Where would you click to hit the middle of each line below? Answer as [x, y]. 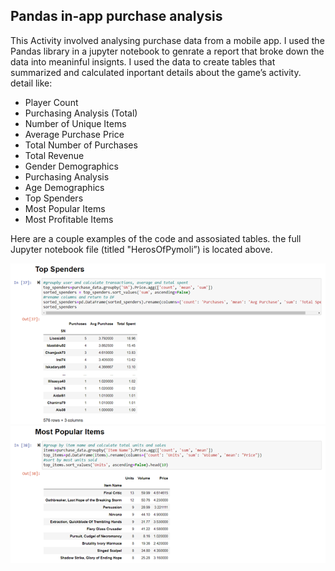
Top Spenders [54, 198]
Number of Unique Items [75, 123]
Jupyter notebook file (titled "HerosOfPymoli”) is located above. [141, 249]
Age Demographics [64, 187]
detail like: [31, 83]
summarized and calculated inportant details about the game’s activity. [156, 72]
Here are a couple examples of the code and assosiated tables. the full [156, 238]
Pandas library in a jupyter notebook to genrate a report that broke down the [167, 51]
